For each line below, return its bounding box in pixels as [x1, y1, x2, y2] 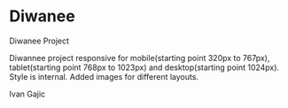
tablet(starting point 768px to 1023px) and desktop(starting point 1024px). [9, 62, 280, 73]
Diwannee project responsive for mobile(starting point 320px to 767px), [9, 52, 270, 63]
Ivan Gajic [9, 89, 46, 99]
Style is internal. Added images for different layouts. [9, 71, 199, 81]
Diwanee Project [9, 35, 69, 46]
